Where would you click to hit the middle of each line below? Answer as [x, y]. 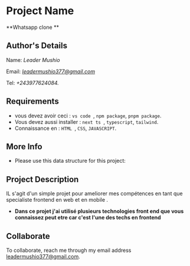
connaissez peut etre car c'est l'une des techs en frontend [88, 218]
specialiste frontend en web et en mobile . [57, 200]
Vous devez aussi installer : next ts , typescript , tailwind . [86, 121]
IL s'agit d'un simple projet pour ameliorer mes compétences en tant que [94, 193]
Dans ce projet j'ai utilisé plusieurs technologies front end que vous [99, 211]
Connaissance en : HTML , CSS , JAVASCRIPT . [65, 128]
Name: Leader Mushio [33, 60]
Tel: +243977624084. [32, 83]
